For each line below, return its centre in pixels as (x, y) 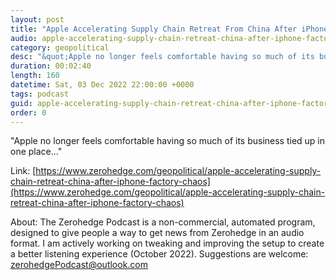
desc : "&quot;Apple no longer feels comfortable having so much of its (162, 57)
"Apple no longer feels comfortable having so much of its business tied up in (168, 141)
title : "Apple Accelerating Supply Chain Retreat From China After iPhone (169, 29)
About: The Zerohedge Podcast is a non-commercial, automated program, (163, 222)
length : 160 (35, 76)
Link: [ (23, 171)
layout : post (37, 19)
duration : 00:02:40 (51, 66)
